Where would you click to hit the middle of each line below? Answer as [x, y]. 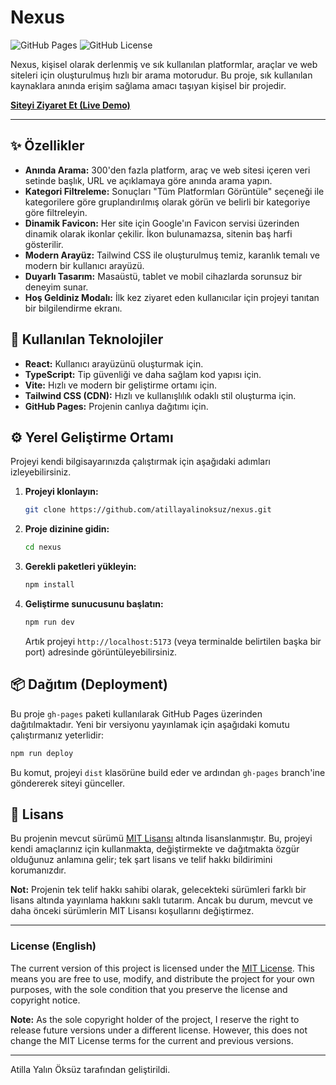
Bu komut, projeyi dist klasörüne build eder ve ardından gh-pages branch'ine [168, 772]
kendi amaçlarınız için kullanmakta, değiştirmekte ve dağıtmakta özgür [155, 849]
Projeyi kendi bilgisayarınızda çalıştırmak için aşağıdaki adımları [140, 462]
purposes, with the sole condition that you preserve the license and [149, 989]
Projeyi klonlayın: [61, 492]
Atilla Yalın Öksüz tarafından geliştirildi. [90, 1069]
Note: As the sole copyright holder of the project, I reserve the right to [155, 1019]
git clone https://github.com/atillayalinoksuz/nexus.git [148, 510]
